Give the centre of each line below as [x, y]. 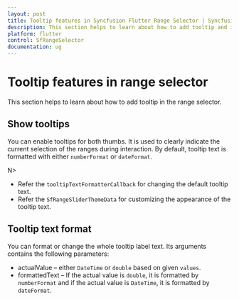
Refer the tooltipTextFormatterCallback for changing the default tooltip [123, 184]
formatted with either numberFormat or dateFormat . [80, 156]
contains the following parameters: [58, 254]
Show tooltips [38, 124]
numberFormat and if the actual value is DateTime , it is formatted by [113, 282]
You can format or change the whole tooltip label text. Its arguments [107, 246]
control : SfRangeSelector [46, 41]
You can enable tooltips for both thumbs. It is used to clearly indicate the [114, 141]
